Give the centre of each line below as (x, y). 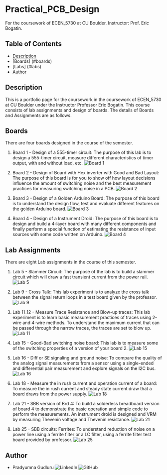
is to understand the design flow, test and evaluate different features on (86, 204)
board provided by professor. (42, 440)
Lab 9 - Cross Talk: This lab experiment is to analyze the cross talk (81, 292)
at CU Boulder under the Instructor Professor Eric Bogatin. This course (78, 105)
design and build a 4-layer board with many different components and (84, 224)
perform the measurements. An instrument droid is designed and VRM (84, 414)
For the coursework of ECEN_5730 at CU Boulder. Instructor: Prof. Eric (77, 23)
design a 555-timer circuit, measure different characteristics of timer (83, 158)
